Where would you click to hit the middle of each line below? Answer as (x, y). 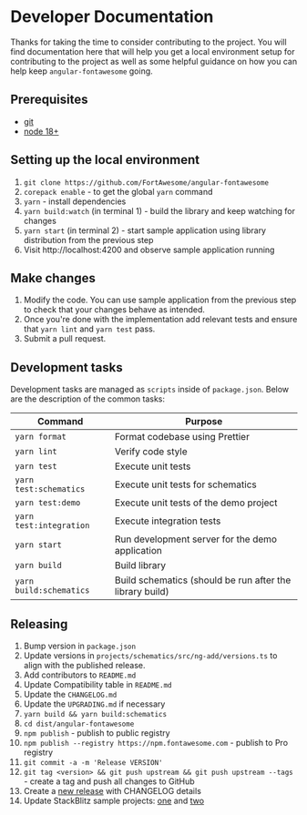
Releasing (39, 624)
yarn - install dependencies (75, 201)
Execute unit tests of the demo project (196, 503)
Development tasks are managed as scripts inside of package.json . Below (150, 390)
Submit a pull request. (65, 339)
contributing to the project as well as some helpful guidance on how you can (154, 61)
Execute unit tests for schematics (186, 484)
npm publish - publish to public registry (97, 733)
